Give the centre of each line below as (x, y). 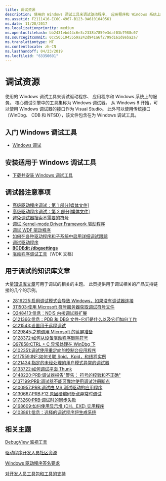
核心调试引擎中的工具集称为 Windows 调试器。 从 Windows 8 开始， (84, 103)
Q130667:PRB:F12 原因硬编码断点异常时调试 (57, 393)
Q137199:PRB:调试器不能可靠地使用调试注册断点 (61, 381)
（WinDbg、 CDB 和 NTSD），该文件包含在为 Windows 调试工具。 (72, 115)
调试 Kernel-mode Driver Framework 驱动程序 (59, 224)
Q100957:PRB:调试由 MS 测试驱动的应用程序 (57, 387)
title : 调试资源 (20, 10)
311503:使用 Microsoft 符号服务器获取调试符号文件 (63, 307)
